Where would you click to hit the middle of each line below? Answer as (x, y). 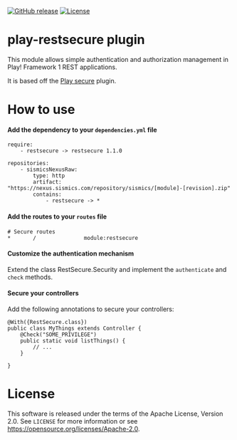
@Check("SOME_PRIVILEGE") (59, 335)
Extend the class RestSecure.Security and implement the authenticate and (117, 269)
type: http (49, 176)
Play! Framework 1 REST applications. (62, 67)
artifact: (47, 182)
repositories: (28, 164)
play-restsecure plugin (76, 40)
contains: (47, 195)
